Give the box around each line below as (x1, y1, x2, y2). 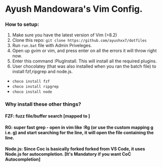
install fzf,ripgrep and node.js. (12, 69, 73, 75)
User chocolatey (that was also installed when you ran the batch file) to (12, 63, 157, 69)
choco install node (12, 89, 53, 94)
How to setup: (5, 21, 39, 28)
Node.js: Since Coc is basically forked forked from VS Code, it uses (5, 146, 145, 152)
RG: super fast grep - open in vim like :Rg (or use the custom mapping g (5, 124, 154, 130)
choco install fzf (12, 79, 50, 84)
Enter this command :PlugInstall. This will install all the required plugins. (12, 58, 157, 64)
